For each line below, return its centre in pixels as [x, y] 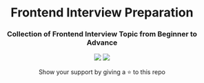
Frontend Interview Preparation [102, 13]
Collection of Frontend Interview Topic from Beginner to [102, 34]
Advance [102, 43]
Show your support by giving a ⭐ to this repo [102, 72]
